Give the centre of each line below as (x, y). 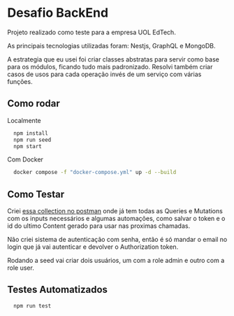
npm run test (32, 306)
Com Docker (25, 159)
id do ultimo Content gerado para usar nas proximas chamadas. (99, 226)
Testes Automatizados (58, 290)
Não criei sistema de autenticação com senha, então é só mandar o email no (117, 240)
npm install (31, 133)
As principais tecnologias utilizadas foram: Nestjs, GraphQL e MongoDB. (111, 45)
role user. (21, 268)
